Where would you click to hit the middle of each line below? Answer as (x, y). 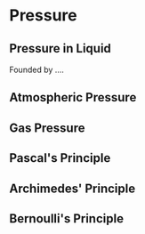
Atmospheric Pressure (73, 97)
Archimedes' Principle (72, 188)
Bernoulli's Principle (67, 218)
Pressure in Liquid (60, 48)
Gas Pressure (47, 128)
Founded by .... (37, 69)
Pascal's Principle (60, 158)
